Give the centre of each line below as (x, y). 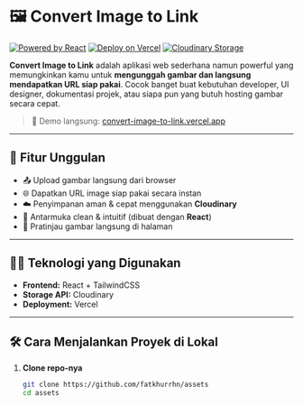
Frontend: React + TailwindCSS (81, 285)
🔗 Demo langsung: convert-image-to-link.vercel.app (128, 121)
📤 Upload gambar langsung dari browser (99, 179)
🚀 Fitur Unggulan (58, 158)
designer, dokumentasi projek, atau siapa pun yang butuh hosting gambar (147, 94)
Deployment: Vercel (60, 304)
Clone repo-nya (52, 368)
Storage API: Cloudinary (68, 294)
